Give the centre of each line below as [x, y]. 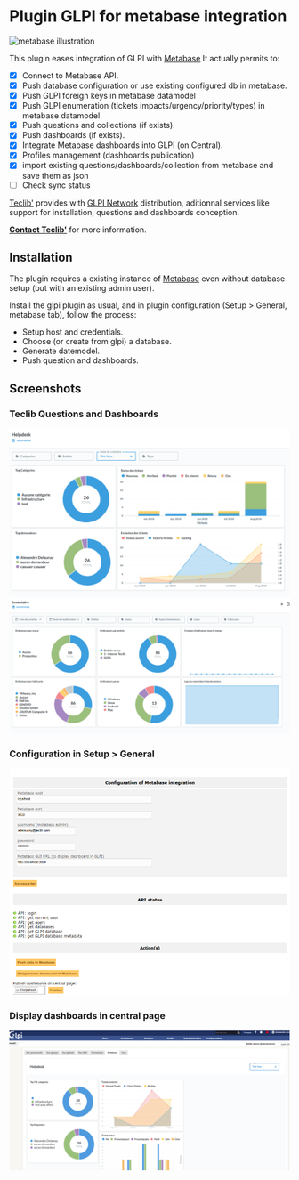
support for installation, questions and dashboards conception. [125, 212]
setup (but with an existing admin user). [82, 288]
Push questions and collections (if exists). [98, 125]
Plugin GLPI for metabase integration [148, 16]
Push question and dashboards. [81, 360]
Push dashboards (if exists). [73, 135]
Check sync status [56, 185]
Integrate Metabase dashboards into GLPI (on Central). [122, 145]
